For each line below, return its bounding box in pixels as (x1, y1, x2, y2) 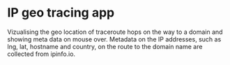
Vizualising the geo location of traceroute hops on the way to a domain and (7, 28, 223, 36)
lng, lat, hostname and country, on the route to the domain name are (7, 42, 203, 50)
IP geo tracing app (7, 5, 115, 21)
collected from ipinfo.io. (7, 50, 75, 58)
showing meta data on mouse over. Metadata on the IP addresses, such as (7, 35, 222, 43)
